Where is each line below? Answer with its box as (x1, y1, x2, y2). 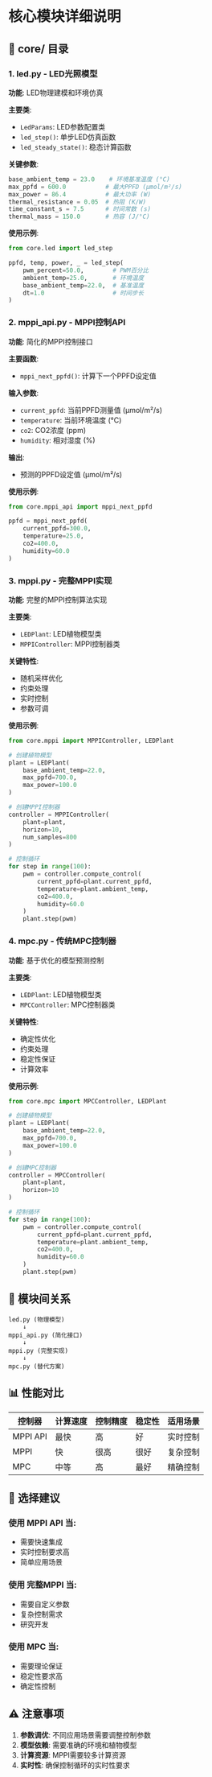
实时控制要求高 (19, 1547, 70, 1557)
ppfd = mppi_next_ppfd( (8, 517, 88, 526)
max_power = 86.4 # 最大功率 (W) (8, 190, 151, 198)
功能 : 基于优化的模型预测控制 (8, 955, 104, 965)
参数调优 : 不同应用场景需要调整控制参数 (19, 1730, 151, 1739)
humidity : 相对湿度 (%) (19, 435, 96, 445)
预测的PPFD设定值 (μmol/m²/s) (19, 469, 123, 479)
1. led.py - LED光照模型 (8, 68, 98, 79)
